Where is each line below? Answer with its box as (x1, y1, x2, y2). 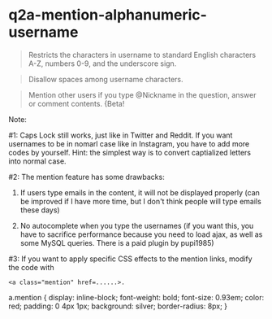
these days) (19, 205, 60, 215)
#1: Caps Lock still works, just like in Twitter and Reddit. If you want (8, 130, 233, 140)
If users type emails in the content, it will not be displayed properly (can (19, 187, 260, 197)
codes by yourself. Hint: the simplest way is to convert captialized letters (8, 147, 252, 157)
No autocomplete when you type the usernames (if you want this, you (19, 221, 254, 230)
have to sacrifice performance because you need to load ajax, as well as (19, 229, 263, 239)
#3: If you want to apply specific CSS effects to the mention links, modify (8, 254, 253, 264)
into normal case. (8, 156, 67, 166)
